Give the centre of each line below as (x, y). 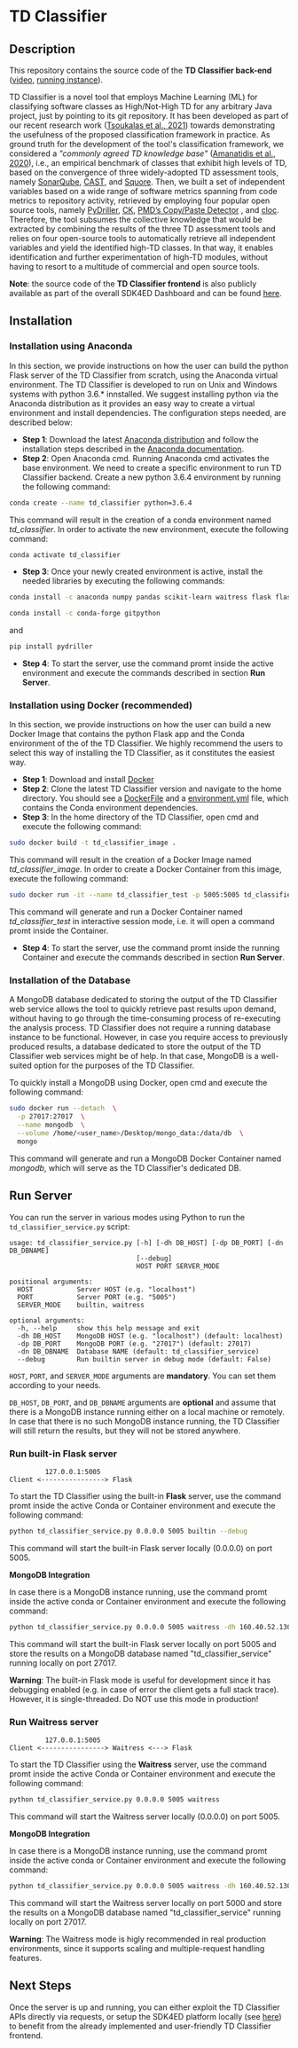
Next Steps (40, 1985)
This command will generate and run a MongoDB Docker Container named (145, 1158)
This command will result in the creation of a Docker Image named (130, 860)
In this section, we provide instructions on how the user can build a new (141, 725)
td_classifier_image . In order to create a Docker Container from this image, (145, 869)
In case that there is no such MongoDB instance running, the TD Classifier (145, 1421)
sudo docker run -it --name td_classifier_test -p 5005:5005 (125, 895)
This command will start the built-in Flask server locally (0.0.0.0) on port (141, 1548)
